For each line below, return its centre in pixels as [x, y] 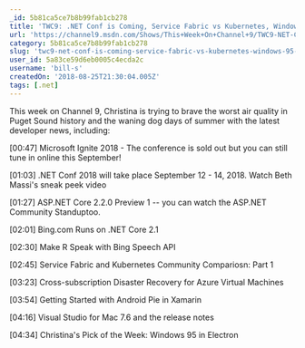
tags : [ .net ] [34, 85]
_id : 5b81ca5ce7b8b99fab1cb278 [69, 18]
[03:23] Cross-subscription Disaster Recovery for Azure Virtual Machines [147, 282]
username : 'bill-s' [46, 69]
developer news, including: [60, 130]
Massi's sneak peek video [58, 184]
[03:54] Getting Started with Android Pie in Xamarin [106, 299]
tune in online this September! [65, 157]
